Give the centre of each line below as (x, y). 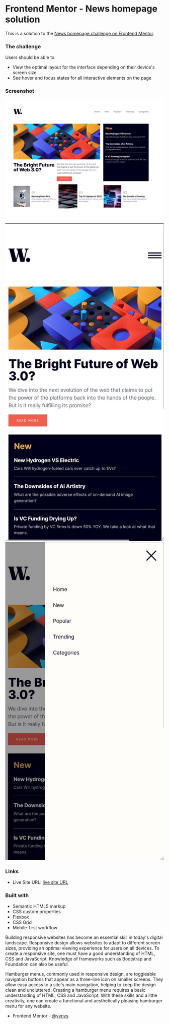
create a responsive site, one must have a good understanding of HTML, (80, 953)
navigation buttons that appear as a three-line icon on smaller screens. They (84, 979)
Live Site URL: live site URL (40, 882)
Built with (17, 895)
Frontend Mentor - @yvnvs (40, 1016)
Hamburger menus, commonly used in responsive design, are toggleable (80, 974)
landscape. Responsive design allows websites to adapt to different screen (83, 943)
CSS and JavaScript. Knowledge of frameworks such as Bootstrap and (78, 959)
